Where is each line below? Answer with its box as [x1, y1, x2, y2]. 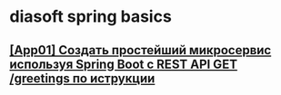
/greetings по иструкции [9, 71, 156, 86]
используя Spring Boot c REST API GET [9, 56, 238, 71]
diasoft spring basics [9, 6, 173, 27]
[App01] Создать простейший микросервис [9, 43, 272, 58]
